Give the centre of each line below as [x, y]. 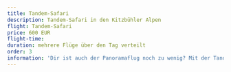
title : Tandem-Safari [38, 13]
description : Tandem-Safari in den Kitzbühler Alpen [84, 20]
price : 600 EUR [29, 33]
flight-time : [26, 39]
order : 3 [20, 52]
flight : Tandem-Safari [40, 26]
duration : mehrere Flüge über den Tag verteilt [77, 45]
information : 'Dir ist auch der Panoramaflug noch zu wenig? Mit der [109, 58]
